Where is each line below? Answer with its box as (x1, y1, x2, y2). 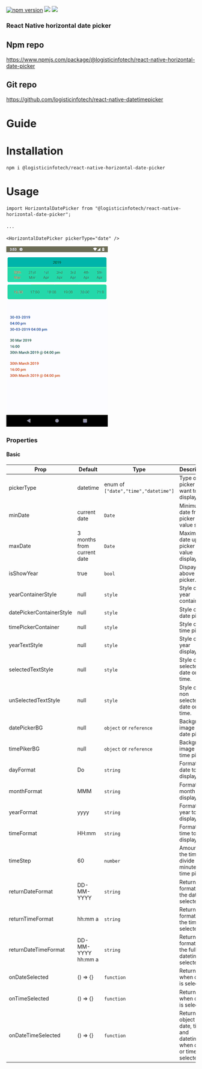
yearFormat (8, 808, 38, 815)
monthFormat (8, 787, 43, 794)
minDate (8, 511, 30, 519)
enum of (104, 481, 125, 488)
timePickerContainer (8, 624, 60, 631)
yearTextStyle (8, 642, 43, 649)
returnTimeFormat (8, 915, 54, 922)
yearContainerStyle (8, 591, 57, 598)
